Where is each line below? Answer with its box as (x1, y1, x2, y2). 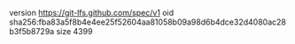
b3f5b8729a (9, 26, 55, 36)
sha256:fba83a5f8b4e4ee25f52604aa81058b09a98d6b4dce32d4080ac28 (9, 17, 286, 27)
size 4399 (56, 26, 93, 36)
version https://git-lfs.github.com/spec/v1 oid (9, 8, 175, 18)
